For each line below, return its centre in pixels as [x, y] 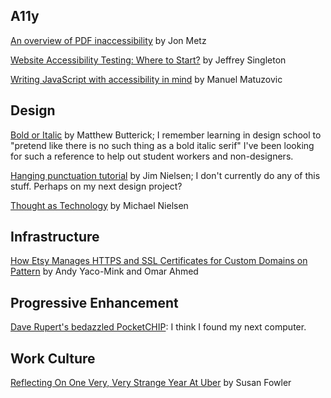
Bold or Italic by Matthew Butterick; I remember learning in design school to [166, 135]
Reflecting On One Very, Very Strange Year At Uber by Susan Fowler [151, 383]
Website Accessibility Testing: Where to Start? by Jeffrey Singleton [148, 60]
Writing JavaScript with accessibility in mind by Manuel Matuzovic [146, 79]
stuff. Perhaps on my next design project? [96, 186]
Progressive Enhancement [94, 302]
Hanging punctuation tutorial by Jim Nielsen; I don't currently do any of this [165, 175]
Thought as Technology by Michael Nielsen [99, 205]
